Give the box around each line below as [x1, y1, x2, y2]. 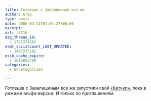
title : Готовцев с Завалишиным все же [5, 7, 85, 12]
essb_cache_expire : [5, 53, 45, 58]
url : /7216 [5, 30, 28, 35]
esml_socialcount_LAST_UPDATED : [5, 44, 72, 49]
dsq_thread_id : [5, 35, 37, 40]
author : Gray [5, 12, 32, 17]
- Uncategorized [9, 67, 43, 72]
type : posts [5, 16, 30, 21]
